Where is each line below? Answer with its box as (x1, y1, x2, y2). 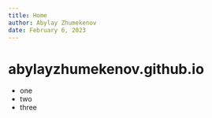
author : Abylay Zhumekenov (8, 19, 97, 27)
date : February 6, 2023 (8, 26, 87, 34)
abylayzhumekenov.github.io (8, 60, 205, 78)
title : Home (8, 11, 47, 20)
